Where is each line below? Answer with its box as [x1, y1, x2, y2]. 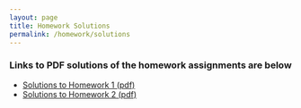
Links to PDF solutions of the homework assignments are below [9, 59, 292, 71]
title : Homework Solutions [9, 21, 111, 30]
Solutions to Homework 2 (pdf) [22, 88, 137, 99]
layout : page [9, 12, 58, 22]
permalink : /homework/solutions [9, 29, 130, 38]
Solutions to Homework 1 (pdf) [22, 79, 136, 90]
